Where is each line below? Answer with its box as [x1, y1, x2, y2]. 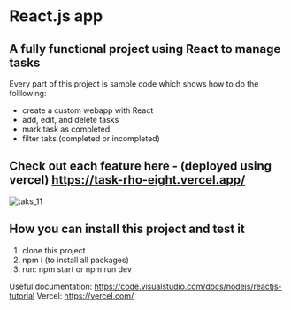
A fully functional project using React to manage [9, 42, 281, 57]
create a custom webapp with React [21, 105, 154, 116]
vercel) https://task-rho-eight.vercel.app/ [9, 172, 246, 187]
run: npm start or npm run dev [21, 263, 133, 275]
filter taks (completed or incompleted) [21, 133, 161, 143]
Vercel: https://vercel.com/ [36, 290, 134, 301]
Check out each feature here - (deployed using [9, 159, 272, 174]
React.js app [9, 6, 103, 26]
